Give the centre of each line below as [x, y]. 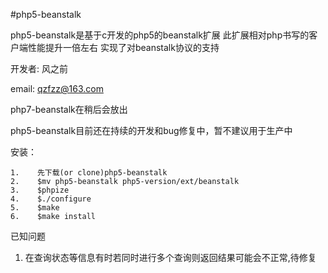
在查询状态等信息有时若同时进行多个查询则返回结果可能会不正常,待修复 [170, 257]
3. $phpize [40, 190]
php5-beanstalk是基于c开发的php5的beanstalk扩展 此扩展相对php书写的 [160, 35]
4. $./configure [51, 199]
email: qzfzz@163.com [57, 88]
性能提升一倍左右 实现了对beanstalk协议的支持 [123, 47]
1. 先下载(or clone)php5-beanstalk [89, 173]
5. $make [35, 208]
